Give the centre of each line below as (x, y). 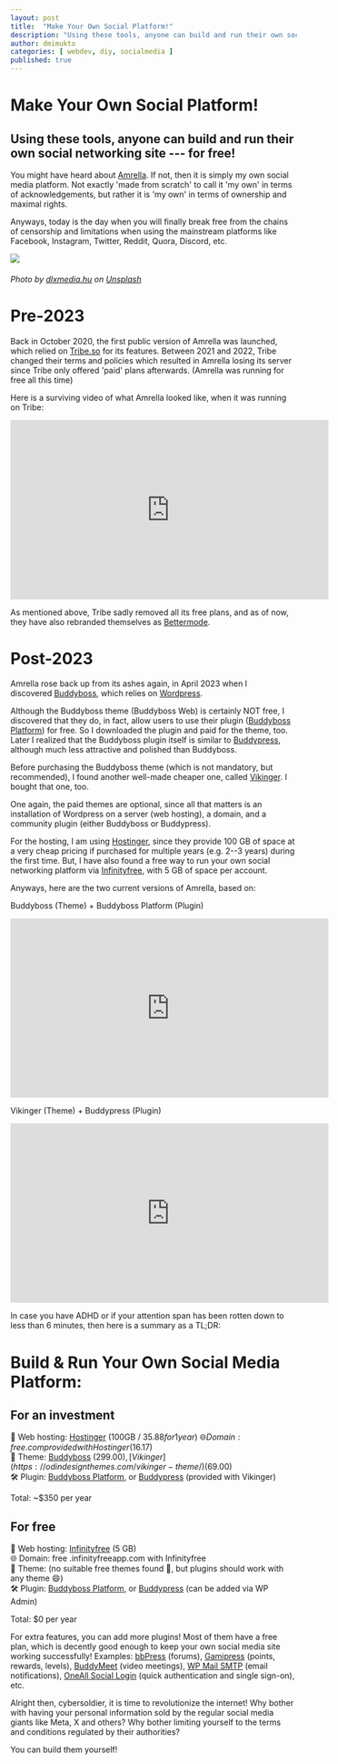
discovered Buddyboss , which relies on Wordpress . (107, 693)
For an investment (63, 1415)
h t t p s (23, 1467)
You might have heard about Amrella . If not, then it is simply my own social (149, 175)
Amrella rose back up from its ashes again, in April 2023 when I (129, 683)
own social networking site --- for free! (123, 153)
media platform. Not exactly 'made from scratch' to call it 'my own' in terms (151, 185)
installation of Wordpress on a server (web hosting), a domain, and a (139, 814)
